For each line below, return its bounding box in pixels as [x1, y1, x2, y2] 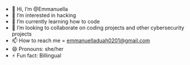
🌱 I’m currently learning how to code [11, 18, 100, 25]
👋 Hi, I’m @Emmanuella [11, 6, 68, 12]
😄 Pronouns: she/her [11, 46, 64, 52]
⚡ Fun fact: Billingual [11, 52, 62, 59]
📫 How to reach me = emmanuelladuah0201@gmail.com [11, 37, 151, 44]
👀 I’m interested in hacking [11, 12, 76, 19]
